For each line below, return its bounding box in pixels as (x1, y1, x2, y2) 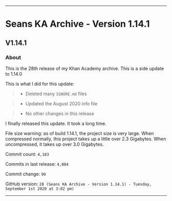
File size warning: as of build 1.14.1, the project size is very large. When (5, 130, 154, 136)
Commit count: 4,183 (5, 151, 50, 157)
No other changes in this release (25, 110, 95, 117)
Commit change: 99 (5, 171, 46, 177)
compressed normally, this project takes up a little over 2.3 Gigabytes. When (5, 136, 166, 142)
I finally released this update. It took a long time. (5, 120, 106, 126)
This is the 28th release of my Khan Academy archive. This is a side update (5, 65, 164, 72)
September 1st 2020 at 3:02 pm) (5, 186, 74, 191)
